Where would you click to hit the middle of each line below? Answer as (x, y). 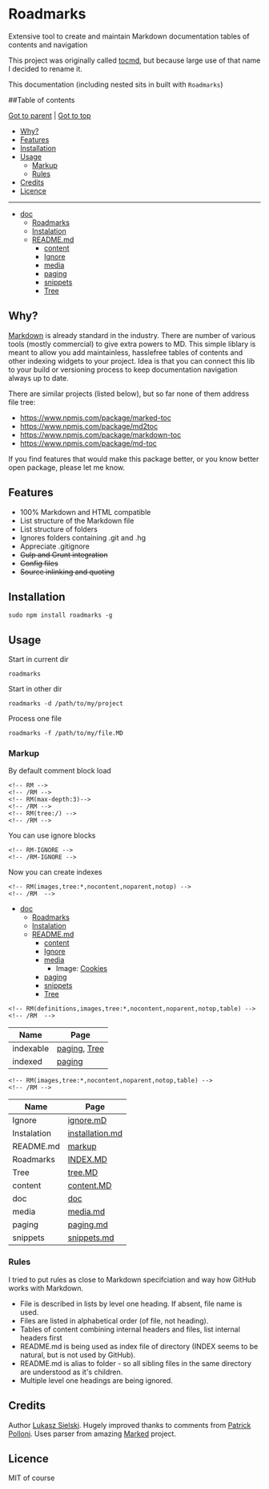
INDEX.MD (88, 1160)
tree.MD (83, 1173)
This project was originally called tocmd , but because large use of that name (134, 60)
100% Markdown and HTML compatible (85, 512)
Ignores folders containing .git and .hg (83, 537)
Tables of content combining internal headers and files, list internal (130, 1329)
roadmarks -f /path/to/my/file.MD (66, 733)
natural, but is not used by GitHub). (78, 1355)
